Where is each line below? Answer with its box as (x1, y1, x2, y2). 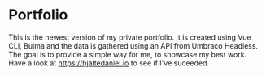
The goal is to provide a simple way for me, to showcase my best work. (8, 49, 247, 59)
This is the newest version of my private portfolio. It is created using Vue (8, 32, 251, 42)
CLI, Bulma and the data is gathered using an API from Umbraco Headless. (8, 40, 259, 50)
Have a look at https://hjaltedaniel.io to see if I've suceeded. (8, 58, 210, 68)
